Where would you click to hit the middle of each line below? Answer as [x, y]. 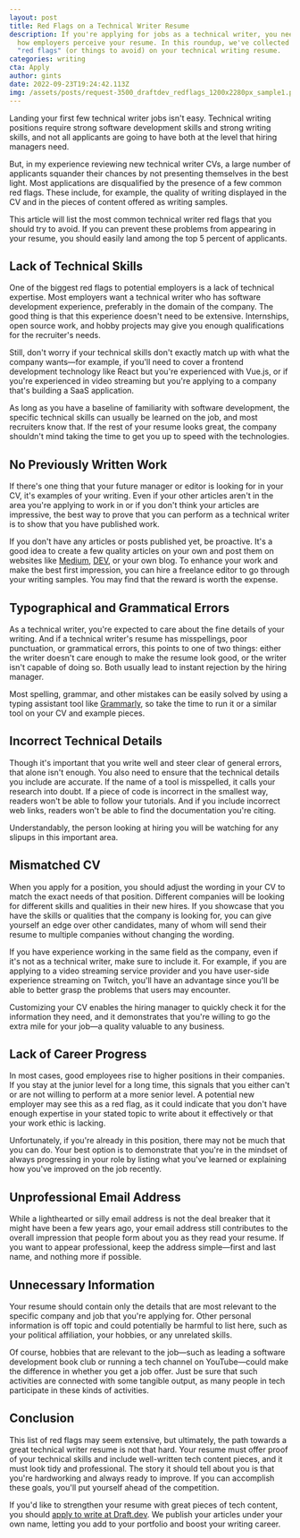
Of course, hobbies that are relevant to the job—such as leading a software [147, 1352]
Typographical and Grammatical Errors [120, 608]
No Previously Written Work [88, 465]
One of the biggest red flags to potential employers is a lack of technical [142, 288]
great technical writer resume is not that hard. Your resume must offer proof [149, 1449]
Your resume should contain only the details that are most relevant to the [143, 1306]
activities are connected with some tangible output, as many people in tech [147, 1381]
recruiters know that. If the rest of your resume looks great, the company [143, 427]
